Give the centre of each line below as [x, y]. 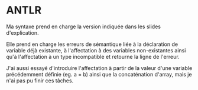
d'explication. [23, 32]
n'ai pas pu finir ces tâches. [40, 81]
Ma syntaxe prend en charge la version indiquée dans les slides [84, 26]
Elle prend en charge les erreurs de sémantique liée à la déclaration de [92, 44]
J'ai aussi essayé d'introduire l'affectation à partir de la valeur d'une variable [99, 68]
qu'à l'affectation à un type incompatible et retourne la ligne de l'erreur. [93, 56]
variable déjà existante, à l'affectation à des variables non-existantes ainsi [96, 50]
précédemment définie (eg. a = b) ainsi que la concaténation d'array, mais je [99, 74]
